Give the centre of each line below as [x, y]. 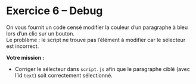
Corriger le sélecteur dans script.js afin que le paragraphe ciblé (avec [102, 69]
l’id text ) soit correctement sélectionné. [64, 75]
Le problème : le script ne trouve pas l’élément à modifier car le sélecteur [96, 40]
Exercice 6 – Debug [55, 11]
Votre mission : [25, 57]
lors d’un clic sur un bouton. [41, 33]
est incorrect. [23, 46]
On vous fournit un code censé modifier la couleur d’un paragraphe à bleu [97, 27]
